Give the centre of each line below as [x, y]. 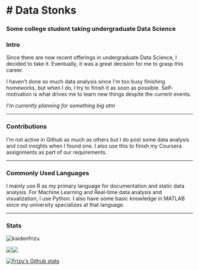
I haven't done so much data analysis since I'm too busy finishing [86, 82]
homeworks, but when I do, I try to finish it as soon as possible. [83, 88]
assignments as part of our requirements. [57, 152]
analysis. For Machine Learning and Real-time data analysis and [84, 192]
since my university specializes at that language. [65, 205]
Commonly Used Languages [48, 173]
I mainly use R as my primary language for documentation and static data [95, 186]
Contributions [27, 127]
